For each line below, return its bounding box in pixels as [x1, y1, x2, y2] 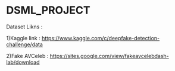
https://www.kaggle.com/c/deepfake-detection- [41, 34, 160, 41]
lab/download [6, 59, 40, 66]
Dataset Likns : [6, 23, 43, 30]
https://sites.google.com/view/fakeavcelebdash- [49, 52, 170, 59]
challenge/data [6, 41, 43, 48]
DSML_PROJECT [6, 4, 90, 17]
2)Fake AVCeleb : [6, 52, 49, 59]
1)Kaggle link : [6, 34, 40, 41]
